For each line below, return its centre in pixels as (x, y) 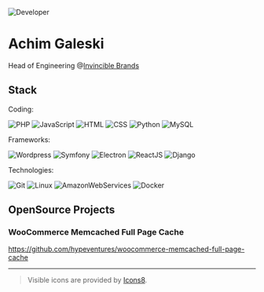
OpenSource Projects (62, 210)
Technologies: (31, 170)
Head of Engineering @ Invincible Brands (74, 65)
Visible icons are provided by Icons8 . (87, 280)
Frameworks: (29, 139)
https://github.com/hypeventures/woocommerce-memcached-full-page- (126, 249)
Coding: (21, 109)
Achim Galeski (56, 44)
